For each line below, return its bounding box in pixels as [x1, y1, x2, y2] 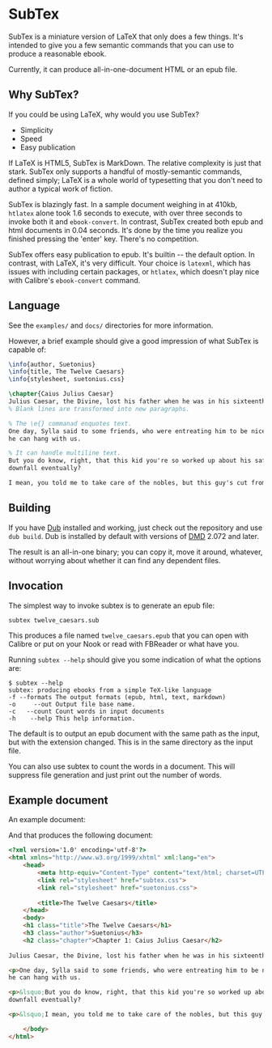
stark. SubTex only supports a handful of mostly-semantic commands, [8, 167, 243, 176]
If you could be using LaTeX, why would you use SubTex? [8, 109, 200, 119]
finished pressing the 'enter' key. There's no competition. [8, 234, 199, 244]
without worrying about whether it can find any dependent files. [8, 555, 221, 565]
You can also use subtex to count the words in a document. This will [8, 762, 236, 771]
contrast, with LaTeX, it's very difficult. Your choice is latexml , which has [8, 258, 251, 268]
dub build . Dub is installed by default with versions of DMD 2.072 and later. [8, 531, 259, 541]
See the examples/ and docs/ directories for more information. [8, 320, 214, 330]
